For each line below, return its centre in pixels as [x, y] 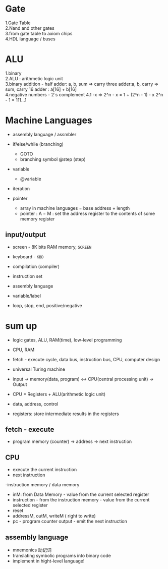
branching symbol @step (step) [53, 159]
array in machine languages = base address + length [75, 208]
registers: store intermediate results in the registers [66, 414]
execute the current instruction [45, 470]
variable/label [27, 296]
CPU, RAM [23, 350]
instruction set [27, 276]
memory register [37, 219]
